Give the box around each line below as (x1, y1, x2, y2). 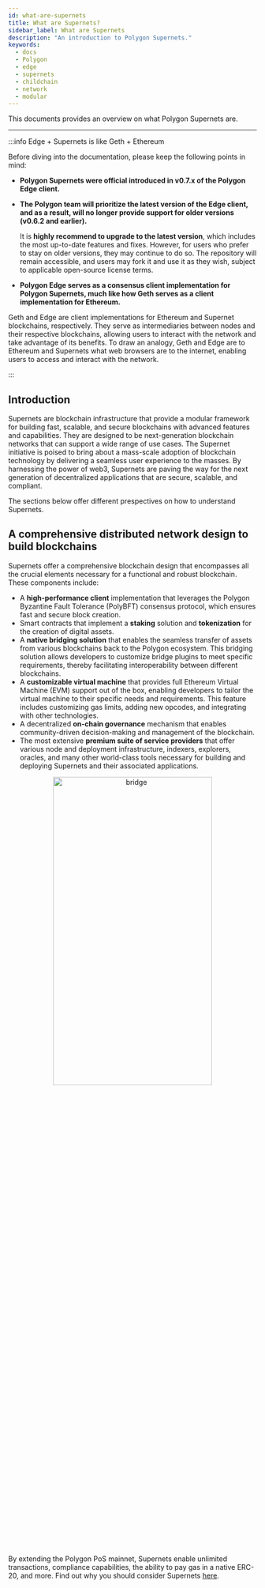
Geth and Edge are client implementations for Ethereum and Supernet (8, 313, 235, 323)
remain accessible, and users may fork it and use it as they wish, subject (19, 257, 256, 266)
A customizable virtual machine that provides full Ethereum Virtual (19, 677, 239, 686)
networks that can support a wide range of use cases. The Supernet (8, 439, 230, 449)
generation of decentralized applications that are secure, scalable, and (8, 473, 238, 482)
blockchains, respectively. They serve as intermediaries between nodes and (8, 321, 256, 330)
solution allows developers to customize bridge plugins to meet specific (19, 651, 253, 661)
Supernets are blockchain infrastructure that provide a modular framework (8, 414, 250, 424)
